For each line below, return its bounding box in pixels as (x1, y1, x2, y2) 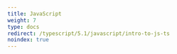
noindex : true (7, 36, 50, 43)
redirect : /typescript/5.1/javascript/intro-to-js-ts (7, 29, 171, 37)
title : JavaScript (7, 10, 62, 18)
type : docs (7, 23, 40, 30)
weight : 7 (7, 17, 37, 24)
